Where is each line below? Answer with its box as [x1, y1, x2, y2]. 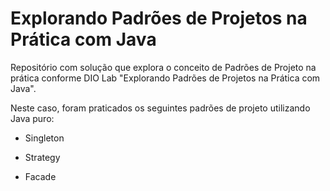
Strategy [24, 151, 61, 163]
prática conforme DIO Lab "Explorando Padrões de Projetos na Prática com [10, 72, 321, 84]
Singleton [24, 132, 65, 144]
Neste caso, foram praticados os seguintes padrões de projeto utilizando [10, 102, 311, 114]
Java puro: [10, 112, 55, 124]
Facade [24, 170, 57, 182]
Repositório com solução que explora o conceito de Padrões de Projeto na [10, 61, 317, 73]
